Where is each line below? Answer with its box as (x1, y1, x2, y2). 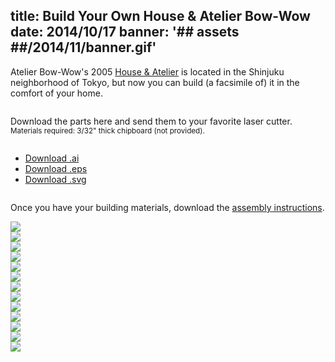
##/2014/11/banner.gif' (10, 39, 157, 56)
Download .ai (24, 152, 80, 164)
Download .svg (24, 173, 87, 185)
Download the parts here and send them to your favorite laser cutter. (10, 115, 293, 127)
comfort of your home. (10, 87, 103, 99)
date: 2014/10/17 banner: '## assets (10, 24, 240, 41)
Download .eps (24, 162, 88, 174)
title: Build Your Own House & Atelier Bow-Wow (10, 8, 311, 25)
